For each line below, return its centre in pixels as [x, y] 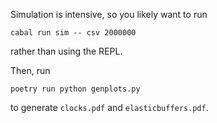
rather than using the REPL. [66, 51]
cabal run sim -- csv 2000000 [73, 33]
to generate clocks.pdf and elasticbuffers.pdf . [109, 107]
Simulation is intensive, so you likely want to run [109, 14]
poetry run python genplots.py [75, 89]
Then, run [30, 70]
